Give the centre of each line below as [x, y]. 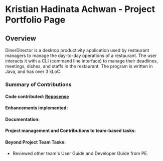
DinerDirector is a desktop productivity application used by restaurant [77, 50]
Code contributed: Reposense [37, 96]
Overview [21, 38]
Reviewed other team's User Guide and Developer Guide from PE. [80, 153]
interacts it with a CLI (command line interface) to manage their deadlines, [81, 61]
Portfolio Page [35, 20]
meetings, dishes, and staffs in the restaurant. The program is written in [79, 66]
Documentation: [23, 119]
